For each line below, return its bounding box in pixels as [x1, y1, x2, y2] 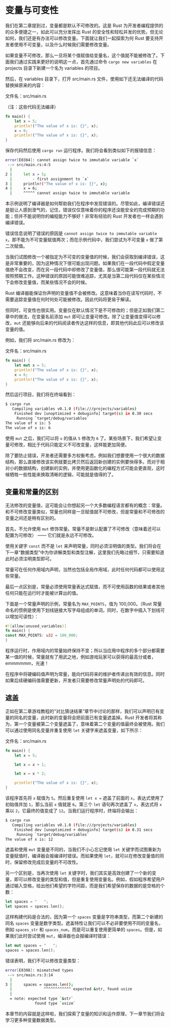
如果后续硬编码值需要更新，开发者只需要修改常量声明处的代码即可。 [5, 677, 147, 683]
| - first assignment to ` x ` [10, 176, 90, 182]
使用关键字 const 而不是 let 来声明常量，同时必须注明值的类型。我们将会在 [5, 542, 162, 549]
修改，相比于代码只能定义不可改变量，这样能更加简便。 [14, 441, 130, 447]
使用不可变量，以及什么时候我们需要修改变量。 [14, 41, 112, 47]
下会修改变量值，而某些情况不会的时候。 [5, 279, 90, 285]
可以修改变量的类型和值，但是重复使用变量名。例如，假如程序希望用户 [18, 876, 165, 883]
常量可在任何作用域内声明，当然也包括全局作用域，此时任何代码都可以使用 [5, 566, 160, 572]
